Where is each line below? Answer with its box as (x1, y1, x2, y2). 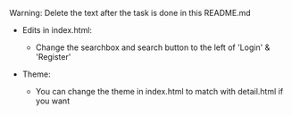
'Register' (35, 52, 71, 62)
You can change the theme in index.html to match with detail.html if (35, 86, 284, 96)
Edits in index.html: (21, 25, 92, 35)
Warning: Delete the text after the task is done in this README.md (9, 8, 252, 18)
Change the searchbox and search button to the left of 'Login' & (35, 42, 271, 53)
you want (35, 95, 70, 106)
